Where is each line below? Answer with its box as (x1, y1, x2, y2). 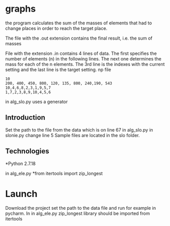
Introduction (5, 113, 46, 122)
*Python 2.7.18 (5, 160, 36, 167)
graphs (5, 3, 36, 15)
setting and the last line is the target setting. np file (5, 67, 112, 73)
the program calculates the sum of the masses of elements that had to (5, 20, 152, 26)
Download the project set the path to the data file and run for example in (5, 205, 156, 211)
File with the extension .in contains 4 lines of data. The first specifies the (5, 50, 157, 56)
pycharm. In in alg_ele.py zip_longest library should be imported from (5, 210, 150, 216)
